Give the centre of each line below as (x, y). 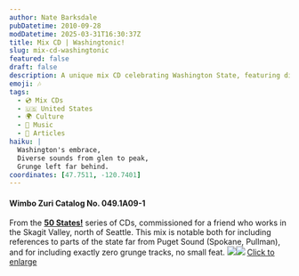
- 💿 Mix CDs (40, 100)
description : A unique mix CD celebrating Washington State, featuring (145, 76)
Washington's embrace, (59, 150)
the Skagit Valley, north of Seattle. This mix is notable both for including (140, 232)
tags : (19, 92)
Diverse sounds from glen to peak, (83, 158)
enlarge (23, 262)
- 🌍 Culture (40, 117)
